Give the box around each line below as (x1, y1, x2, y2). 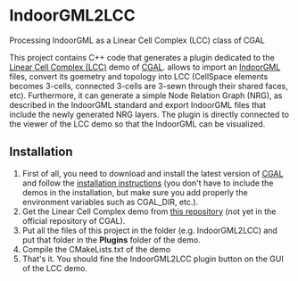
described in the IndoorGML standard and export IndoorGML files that (9, 99, 266, 110)
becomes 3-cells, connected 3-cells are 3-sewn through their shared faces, (9, 80, 288, 91)
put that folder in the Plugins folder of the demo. (21, 234, 201, 245)
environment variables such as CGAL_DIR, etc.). (21, 196, 199, 207)
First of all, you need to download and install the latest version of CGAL (21, 168, 284, 178)
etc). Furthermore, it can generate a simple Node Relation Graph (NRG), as (9, 90, 283, 101)
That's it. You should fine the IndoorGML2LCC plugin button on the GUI (21, 253, 284, 264)
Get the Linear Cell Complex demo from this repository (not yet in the (21, 206, 277, 217)
